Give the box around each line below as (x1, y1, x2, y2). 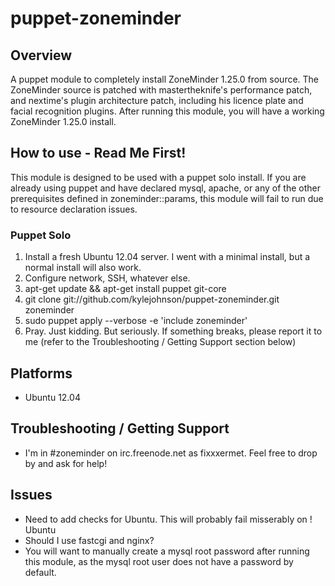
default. (24, 566, 57, 578)
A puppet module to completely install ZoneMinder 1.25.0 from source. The (10, 73, 320, 85)
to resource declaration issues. (10, 203, 138, 215)
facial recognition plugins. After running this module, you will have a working (10, 105, 325, 117)
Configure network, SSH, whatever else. (24, 272, 191, 284)
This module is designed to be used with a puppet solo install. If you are (10, 171, 307, 183)
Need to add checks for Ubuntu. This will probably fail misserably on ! (24, 513, 313, 525)
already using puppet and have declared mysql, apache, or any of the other (10, 182, 321, 194)
